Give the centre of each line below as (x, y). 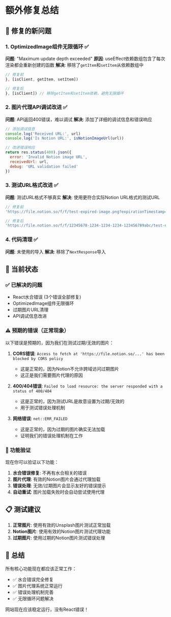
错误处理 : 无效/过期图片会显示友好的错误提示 (59, 485)
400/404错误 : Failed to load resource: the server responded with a (88, 386)
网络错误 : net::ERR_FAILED (40, 418)
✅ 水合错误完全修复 (33, 579)
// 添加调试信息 (20, 129)
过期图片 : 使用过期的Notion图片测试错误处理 (59, 538)
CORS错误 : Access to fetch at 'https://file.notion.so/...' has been (89, 353)
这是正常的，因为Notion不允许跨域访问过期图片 (70, 369)
